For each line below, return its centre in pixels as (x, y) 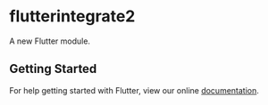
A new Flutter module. (50, 41)
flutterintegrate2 (72, 16)
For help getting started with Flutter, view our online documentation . (134, 90)
